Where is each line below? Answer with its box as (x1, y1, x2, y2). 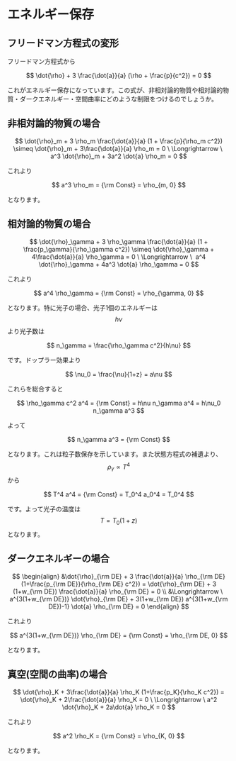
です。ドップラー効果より (7, 355, 81, 364)
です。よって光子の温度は (7, 505, 81, 513)
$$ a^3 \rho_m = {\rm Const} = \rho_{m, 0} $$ (52, 180, 186, 189)
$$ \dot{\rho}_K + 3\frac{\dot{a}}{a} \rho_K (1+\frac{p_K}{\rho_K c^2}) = (13, 687, 225, 696)
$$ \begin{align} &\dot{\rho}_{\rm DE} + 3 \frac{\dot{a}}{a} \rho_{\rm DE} (11, 572, 226, 580)
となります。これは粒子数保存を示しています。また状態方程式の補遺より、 (7, 450, 223, 458)
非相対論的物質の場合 (7, 118, 100, 130)
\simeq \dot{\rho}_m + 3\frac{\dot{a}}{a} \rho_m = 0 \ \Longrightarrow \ (13, 144, 223, 152)
